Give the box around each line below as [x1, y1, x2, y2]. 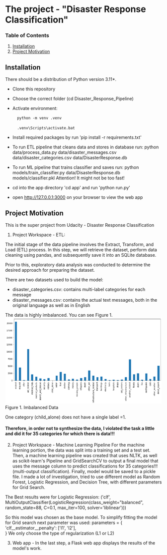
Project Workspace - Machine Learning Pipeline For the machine [12, 442, 145, 448]
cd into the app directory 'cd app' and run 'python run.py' [12, 185, 131, 191]
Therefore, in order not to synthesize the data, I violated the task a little [5, 426, 155, 432]
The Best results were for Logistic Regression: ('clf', [5, 494, 111, 500]
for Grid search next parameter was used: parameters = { [5, 520, 123, 526]
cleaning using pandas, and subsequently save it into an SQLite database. [5, 252, 157, 258]
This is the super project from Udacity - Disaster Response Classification [5, 222, 155, 228]
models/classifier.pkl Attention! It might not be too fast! [12, 175, 125, 181]
